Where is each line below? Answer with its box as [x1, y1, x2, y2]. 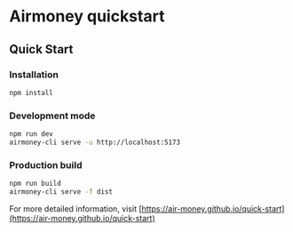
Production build [9, 158, 83, 171]
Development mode [9, 109, 96, 122]
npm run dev [9, 130, 53, 139]
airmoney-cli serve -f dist [9, 187, 114, 196]
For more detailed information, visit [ [9, 203, 142, 214]
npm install [9, 88, 53, 97]
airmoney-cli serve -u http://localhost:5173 [9, 138, 180, 147]
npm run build [9, 180, 62, 188]
